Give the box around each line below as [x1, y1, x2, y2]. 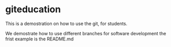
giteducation [5, 4, 61, 15]
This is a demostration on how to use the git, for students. [5, 20, 127, 27]
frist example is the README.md [5, 36, 74, 42]
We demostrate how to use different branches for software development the [5, 30, 166, 36]
